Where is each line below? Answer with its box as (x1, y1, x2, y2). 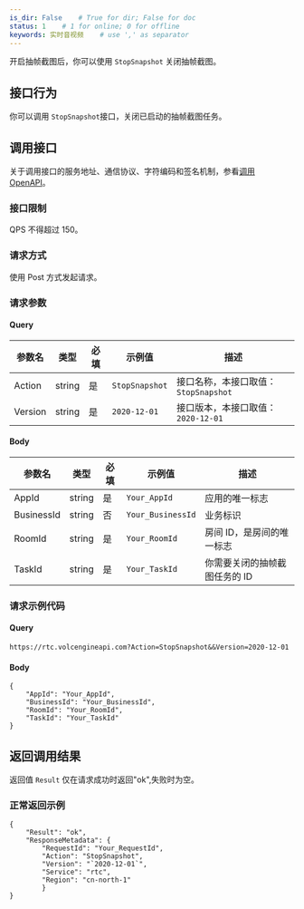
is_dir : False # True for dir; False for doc (9, 13, 196, 23)
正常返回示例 (9, 798, 66, 811)
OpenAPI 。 (9, 178, 52, 188)
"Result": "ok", (25, 828, 88, 837)
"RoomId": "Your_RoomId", (25, 706, 124, 715)
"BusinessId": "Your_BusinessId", (25, 698, 156, 707)
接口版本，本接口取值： (176, 401, 277, 413)
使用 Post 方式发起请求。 (9, 271, 102, 282)
